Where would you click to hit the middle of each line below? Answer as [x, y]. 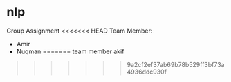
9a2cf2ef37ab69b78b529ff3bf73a [176, 64]
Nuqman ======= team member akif [70, 51]
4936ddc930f [147, 72]
